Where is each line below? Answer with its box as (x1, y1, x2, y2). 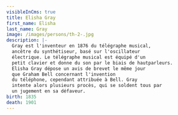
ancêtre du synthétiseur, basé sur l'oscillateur (12, 49, 140, 55)
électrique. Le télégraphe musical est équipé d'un (12, 54, 146, 60)
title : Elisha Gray (6, 15, 56, 21)
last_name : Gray (6, 26, 48, 32)
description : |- (6, 37, 48, 43)
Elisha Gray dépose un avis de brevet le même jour (12, 65, 146, 72)
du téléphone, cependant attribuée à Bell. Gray (12, 77, 138, 83)
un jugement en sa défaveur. (12, 88, 86, 94)
